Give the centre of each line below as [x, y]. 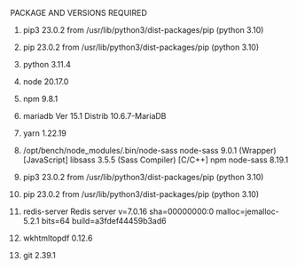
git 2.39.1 [39, 255]
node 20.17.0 [46, 82]
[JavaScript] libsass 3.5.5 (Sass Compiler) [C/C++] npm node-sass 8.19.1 [156, 160]
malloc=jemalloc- [248, 211]
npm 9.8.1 [40, 99]
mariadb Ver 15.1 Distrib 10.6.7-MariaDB [94, 116]
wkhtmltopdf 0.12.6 [58, 238]
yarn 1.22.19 [45, 133]
